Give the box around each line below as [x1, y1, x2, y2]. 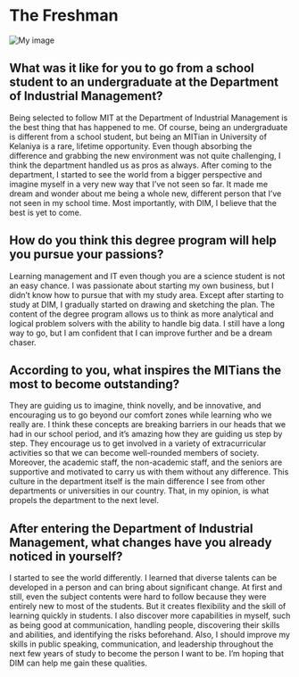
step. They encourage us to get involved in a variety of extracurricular [9, 438, 267, 449]
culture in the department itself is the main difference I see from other [9, 476, 266, 487]
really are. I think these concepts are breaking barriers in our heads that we [9, 419, 287, 430]
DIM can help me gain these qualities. [9, 657, 147, 669]
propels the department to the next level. [9, 495, 159, 506]
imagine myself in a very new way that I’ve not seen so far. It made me [9, 178, 269, 189]
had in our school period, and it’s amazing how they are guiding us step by [9, 429, 283, 440]
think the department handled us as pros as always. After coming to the [9, 160, 272, 170]
